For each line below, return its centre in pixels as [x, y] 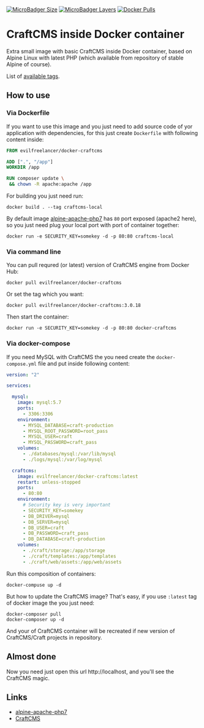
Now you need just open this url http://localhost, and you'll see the [90, 672]
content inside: [25, 139]
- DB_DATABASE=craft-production [64, 539]
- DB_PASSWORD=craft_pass [55, 533]
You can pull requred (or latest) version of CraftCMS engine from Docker [98, 265]
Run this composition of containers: [51, 573]
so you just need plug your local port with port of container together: [93, 225]
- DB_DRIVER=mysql [46, 516]
